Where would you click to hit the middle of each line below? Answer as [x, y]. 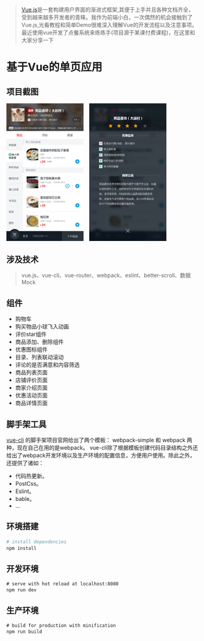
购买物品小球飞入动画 [42, 327]
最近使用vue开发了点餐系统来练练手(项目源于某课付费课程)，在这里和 [108, 32]
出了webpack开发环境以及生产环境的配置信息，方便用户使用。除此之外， [103, 456]
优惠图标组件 [31, 350]
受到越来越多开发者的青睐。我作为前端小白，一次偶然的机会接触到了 [107, 17]
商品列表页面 [31, 372]
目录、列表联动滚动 [39, 357]
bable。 [25, 499]
